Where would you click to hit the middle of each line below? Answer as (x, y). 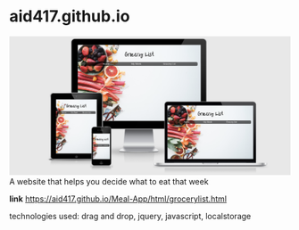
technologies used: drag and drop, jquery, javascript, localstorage (130, 217)
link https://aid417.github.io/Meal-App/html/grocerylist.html (118, 199)
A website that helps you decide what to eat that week (109, 182)
